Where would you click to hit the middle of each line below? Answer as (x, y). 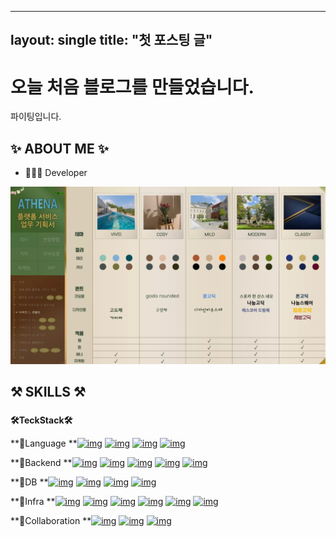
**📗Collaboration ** (51, 520)
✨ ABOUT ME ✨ (59, 148)
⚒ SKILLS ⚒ (48, 392)
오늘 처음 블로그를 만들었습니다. (132, 87)
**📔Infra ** (33, 501)
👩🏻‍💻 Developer (56, 173)
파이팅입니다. (36, 117)
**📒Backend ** (41, 462)
